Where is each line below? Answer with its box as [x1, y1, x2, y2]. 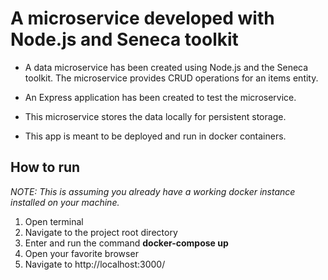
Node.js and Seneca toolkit [10, 28, 239, 51]
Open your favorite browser [24, 247, 139, 259]
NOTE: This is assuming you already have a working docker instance [10, 185, 296, 197]
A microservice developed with [10, 7, 275, 30]
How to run [10, 159, 81, 176]
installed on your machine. [10, 196, 120, 208]
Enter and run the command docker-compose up [24, 237, 229, 249]
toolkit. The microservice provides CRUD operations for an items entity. [24, 72, 319, 84]
